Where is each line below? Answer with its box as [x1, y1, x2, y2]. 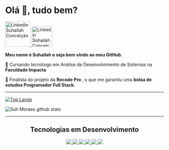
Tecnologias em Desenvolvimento [30, 125, 139, 134]
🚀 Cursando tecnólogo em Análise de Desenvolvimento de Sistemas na [5, 61, 152, 67]
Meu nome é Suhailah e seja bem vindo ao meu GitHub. [5, 51, 123, 57]
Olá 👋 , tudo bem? [5, 5, 78, 16]
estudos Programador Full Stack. [5, 82, 75, 88]
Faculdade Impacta [5, 66, 46, 72]
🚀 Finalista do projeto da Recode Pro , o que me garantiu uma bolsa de [5, 77, 152, 83]
